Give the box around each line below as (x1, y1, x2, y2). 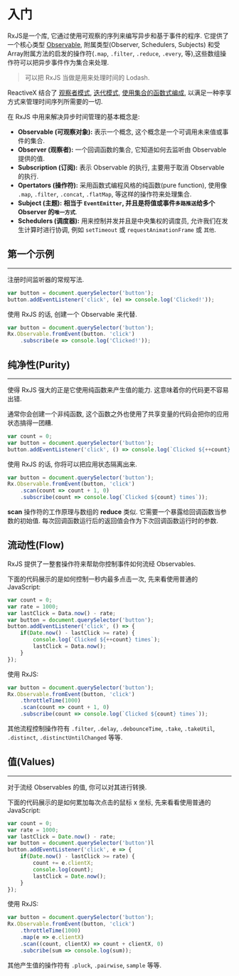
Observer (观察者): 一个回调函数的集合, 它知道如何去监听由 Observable (17, 145, 227, 154)
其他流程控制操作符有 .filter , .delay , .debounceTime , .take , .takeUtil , (7, 724, 216, 733)
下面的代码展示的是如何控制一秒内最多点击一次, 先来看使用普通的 (7, 574, 198, 583)
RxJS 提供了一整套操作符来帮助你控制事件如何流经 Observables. (7, 560, 196, 568)
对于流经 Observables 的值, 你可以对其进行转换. (7, 782, 147, 791)
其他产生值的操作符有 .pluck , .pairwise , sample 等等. (7, 960, 162, 969)
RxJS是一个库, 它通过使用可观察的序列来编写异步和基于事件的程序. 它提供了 (7, 31, 229, 40)
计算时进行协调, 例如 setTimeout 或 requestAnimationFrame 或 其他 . (23, 225, 217, 233)
